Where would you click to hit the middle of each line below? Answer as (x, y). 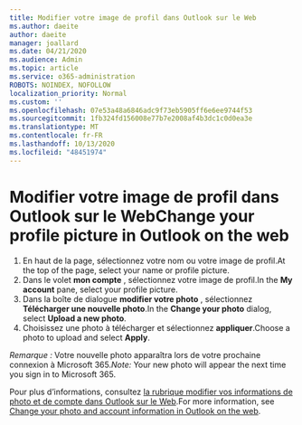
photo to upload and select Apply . (86, 337)
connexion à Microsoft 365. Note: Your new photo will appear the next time (148, 364)
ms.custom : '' (36, 102)
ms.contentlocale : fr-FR (56, 136)
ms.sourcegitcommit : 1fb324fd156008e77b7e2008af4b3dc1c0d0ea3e (131, 118)
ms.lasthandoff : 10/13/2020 (62, 144)
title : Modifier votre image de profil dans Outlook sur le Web (133, 18)
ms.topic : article (44, 69)
